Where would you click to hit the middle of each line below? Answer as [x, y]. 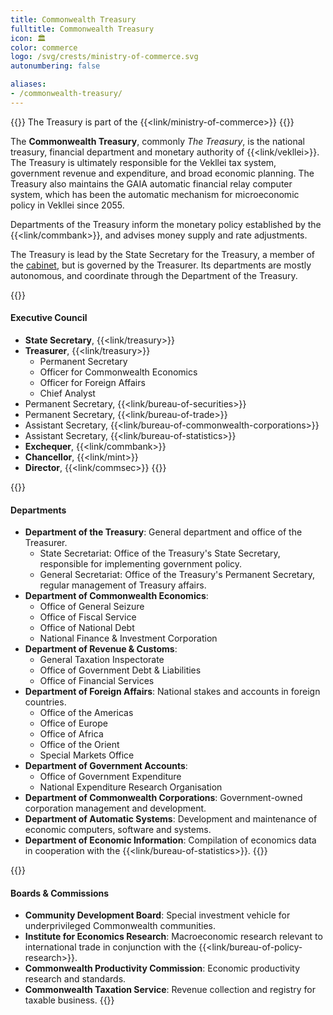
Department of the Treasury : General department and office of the [163, 532]
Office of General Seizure [92, 607]
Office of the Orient [79, 745]
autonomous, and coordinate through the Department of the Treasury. [154, 275]
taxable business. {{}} [69, 1000]
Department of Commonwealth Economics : [116, 596]
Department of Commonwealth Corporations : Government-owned [163, 798]
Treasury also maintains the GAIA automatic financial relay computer [151, 183]
